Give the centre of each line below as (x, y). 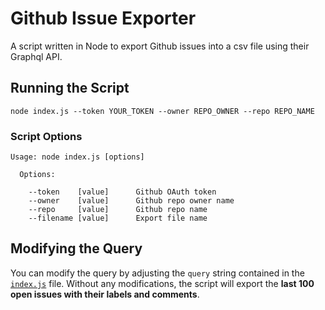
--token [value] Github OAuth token (122, 192)
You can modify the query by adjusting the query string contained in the (157, 273)
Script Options (46, 136)
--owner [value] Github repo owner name (131, 201)
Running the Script (70, 88)
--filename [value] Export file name (118, 218)
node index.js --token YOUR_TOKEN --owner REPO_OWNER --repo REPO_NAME (162, 111)
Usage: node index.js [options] (77, 157)
